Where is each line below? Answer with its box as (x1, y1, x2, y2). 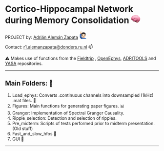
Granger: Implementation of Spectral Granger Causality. (12, 110, 124, 116)
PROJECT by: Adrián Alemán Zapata (5, 34, 78, 40)
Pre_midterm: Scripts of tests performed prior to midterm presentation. (12, 120, 155, 126)
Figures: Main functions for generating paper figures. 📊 (12, 103, 124, 108)
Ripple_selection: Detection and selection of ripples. (12, 115, 117, 121)
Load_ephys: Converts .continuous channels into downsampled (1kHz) (12, 92, 154, 98)
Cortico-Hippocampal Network (5, 3, 133, 15)
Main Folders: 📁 (5, 79, 54, 87)
